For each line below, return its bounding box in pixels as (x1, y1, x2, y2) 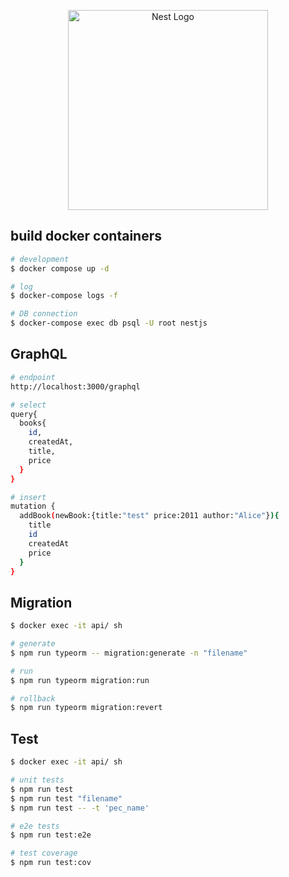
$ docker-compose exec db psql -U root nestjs (10, 318, 208, 329)
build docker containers (10, 228, 163, 245)
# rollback (10, 693, 56, 704)
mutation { (10, 501, 56, 512)
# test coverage (10, 848, 78, 859)
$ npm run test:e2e (10, 830, 92, 840)
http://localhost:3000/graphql (10, 381, 141, 392)
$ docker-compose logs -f (10, 291, 118, 301)
